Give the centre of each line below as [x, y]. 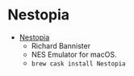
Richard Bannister [61, 45]
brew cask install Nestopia [78, 63]
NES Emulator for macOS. [74, 54]
